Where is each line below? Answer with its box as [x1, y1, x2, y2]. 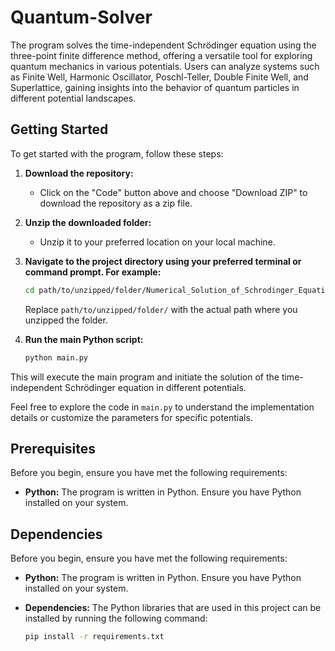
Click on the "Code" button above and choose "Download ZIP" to [39, 186, 308, 198]
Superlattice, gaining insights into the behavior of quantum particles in [10, 81, 300, 93]
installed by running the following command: [24, 612, 208, 625]
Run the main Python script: [24, 333, 144, 345]
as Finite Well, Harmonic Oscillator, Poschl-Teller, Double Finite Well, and [10, 71, 309, 83]
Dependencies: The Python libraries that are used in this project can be [24, 602, 322, 614]
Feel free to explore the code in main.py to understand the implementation [10, 401, 315, 413]
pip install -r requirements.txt [24, 632, 165, 642]
